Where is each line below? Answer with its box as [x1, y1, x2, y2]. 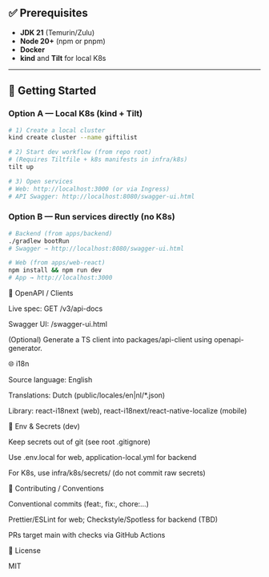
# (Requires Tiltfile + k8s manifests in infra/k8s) [8, 155, 188, 163]
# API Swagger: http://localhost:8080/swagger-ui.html [8, 192, 195, 200]
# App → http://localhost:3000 [8, 274, 113, 282]
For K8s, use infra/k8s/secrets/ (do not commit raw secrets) [8, 468, 206, 478]
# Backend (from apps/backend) [8, 229, 113, 237]
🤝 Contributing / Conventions [8, 484, 104, 494]
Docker [19, 44, 46, 54]
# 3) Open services [8, 177, 74, 185]
